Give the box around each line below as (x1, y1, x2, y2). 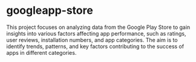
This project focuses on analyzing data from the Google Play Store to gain (6, 23, 191, 31)
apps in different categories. (6, 49, 77, 56)
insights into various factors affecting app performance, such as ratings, (6, 29, 186, 37)
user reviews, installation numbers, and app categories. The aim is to (6, 36, 178, 43)
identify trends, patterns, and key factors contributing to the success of (6, 43, 185, 50)
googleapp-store (6, 4, 94, 17)
